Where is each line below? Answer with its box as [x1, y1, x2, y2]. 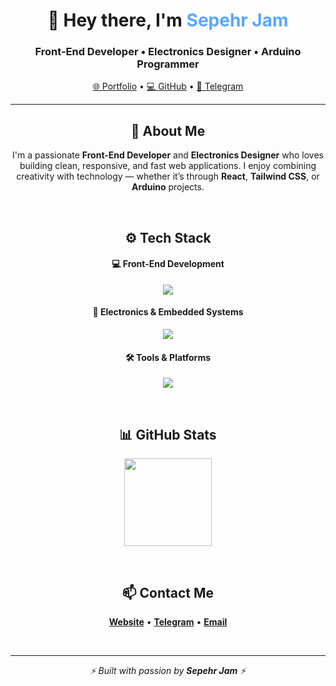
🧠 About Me [130, 122, 206, 139]
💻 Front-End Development [111, 258, 225, 270]
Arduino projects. [131, 181, 205, 193]
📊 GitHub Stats [119, 426, 217, 443]
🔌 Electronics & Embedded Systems [92, 306, 244, 318]
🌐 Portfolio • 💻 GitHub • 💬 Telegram [92, 80, 244, 93]
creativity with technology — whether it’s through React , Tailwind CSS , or [16, 170, 320, 183]
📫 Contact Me [121, 584, 215, 601]
